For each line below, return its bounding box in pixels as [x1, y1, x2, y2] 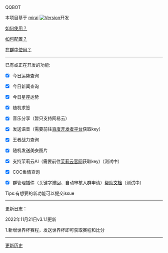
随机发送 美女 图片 [12, 148, 48, 154]
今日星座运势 [12, 94, 39, 100]
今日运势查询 [12, 73, 39, 78]
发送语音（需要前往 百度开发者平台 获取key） [12, 126, 103, 132]
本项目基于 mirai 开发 [5, 15, 69, 21]
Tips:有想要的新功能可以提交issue [5, 190, 75, 196]
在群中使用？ [5, 47, 31, 52]
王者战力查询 [12, 137, 39, 143]
